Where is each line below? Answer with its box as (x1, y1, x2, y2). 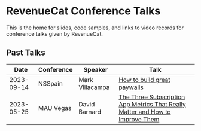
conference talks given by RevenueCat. (6, 30, 103, 37)
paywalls (118, 83, 144, 91)
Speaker (83, 65, 108, 74)
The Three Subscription (118, 93, 185, 101)
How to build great (118, 75, 170, 84)
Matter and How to (118, 108, 171, 116)
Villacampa (78, 83, 110, 91)
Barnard (78, 108, 102, 116)
